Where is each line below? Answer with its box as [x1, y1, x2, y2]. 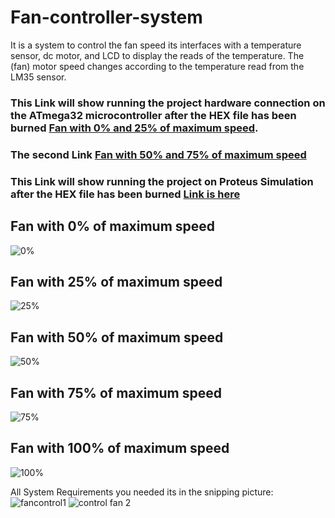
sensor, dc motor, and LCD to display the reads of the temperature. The [10, 49, 305, 61]
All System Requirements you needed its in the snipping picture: [10, 486, 274, 498]
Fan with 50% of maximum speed [10, 329, 224, 346]
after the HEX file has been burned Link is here [10, 187, 241, 201]
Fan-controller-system [10, 6, 203, 29]
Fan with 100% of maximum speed [10, 440, 230, 457]
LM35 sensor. [10, 71, 67, 83]
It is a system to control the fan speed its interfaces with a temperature [10, 39, 302, 51]
